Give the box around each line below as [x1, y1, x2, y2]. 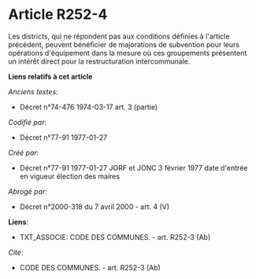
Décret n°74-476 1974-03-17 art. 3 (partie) [19, 102, 158, 112]
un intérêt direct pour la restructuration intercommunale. [8, 57, 191, 66]
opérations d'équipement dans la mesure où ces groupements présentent [8, 48, 247, 57]
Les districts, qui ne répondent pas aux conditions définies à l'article [8, 31, 230, 41]
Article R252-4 [8, 6, 108, 24]
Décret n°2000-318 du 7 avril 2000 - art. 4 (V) [19, 202, 170, 211]
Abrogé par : [8, 186, 47, 196]
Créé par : [8, 148, 39, 157]
